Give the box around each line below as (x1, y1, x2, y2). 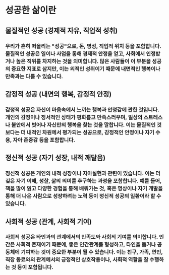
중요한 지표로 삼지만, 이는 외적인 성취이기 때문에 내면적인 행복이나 (11, 65, 160, 72)
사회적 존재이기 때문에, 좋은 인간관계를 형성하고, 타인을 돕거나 (16, 241, 156, 248)
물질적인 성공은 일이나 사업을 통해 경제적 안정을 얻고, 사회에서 (5, 50, 145, 57)
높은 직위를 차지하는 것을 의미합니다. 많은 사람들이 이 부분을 (16, 57, 151, 64)
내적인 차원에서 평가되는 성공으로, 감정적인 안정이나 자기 (26, 129, 155, 136)
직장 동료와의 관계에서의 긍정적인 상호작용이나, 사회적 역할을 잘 (5, 256, 149, 263)
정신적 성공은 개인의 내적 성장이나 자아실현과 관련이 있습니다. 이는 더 (5, 170, 160, 177)
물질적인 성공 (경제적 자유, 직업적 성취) (5, 26, 118, 35)
